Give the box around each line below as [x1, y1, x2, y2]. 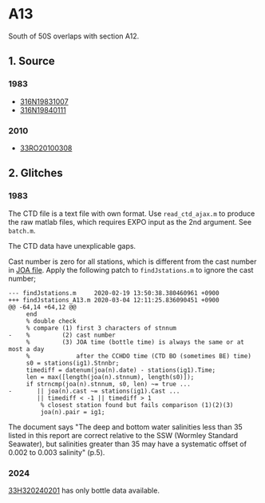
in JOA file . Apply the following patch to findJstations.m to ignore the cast [8, 265, 254, 274]
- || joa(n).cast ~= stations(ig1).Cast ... [8, 387, 180, 395]
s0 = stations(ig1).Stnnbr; [26, 359, 120, 367]
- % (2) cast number [8, 331, 116, 339]
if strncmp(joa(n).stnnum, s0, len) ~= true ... [26, 380, 192, 388]
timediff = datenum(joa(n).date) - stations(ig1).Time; [26, 365, 216, 374]
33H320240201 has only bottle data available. [8, 485, 160, 495]
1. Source [8, 54, 56, 68]
